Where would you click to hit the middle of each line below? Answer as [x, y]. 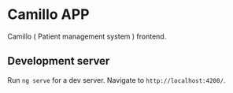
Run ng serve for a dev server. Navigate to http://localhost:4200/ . [116, 80]
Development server [59, 61]
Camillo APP [48, 15]
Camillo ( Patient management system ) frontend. [87, 36]
